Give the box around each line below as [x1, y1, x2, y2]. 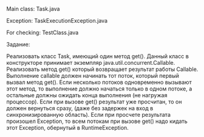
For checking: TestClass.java [6, 29, 79, 36]
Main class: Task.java [6, 6, 60, 12]
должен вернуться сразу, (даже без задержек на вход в [6, 105, 154, 112]
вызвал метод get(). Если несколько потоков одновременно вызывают [6, 79, 192, 86]
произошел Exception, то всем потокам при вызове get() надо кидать [6, 117, 188, 125]
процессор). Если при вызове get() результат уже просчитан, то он [6, 98, 182, 105]
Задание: [6, 41, 31, 48]
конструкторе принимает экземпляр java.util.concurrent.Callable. [6, 59, 175, 66]
